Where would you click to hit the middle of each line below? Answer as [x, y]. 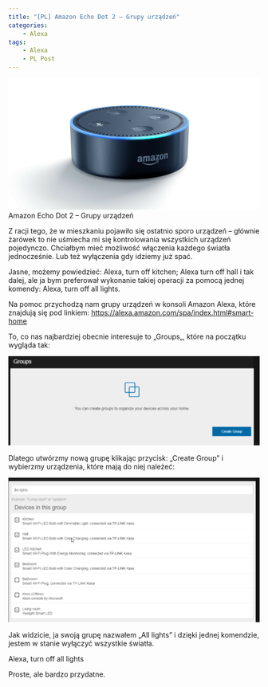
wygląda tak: [29, 345]
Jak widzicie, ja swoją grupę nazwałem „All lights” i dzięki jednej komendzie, [134, 635]
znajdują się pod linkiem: [49, 313]
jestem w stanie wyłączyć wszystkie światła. [81, 644]
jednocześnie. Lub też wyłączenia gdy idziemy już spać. [100, 257]
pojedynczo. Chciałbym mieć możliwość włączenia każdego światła [119, 248]
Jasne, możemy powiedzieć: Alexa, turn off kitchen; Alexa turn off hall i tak [131, 272]
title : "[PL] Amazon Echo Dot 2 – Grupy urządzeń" [94, 17]
